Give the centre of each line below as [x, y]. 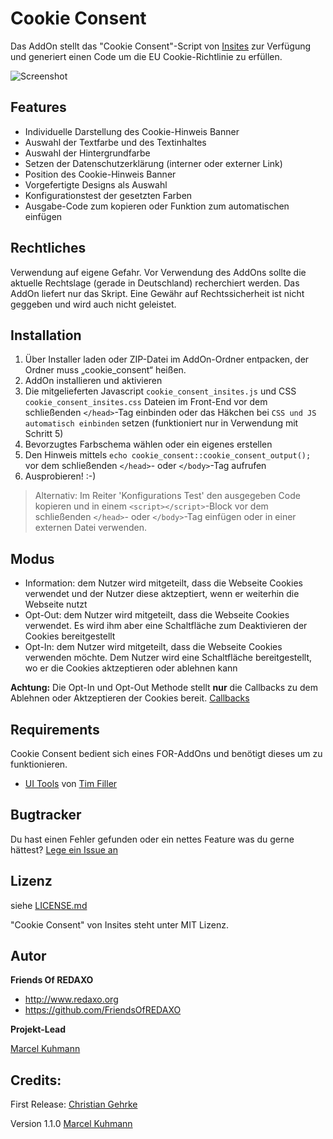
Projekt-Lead [38, 1029]
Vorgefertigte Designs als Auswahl [96, 184]
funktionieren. [39, 764]
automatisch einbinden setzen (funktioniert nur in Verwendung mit [161, 423]
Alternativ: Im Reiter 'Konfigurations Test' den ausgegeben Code [167, 496]
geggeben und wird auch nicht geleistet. [93, 304]
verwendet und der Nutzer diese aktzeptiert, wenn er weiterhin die [162, 594]
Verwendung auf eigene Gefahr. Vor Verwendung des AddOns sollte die [158, 272]
